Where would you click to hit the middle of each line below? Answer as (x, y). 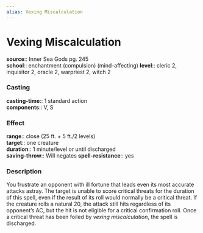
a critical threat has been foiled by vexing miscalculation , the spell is (92, 217)
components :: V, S (30, 107)
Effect (16, 123)
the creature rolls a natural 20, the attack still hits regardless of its (89, 204)
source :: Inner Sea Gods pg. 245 (48, 59)
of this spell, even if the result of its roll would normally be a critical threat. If (101, 198)
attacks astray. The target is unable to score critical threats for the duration (100, 191)
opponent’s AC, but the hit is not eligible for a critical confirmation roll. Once (101, 210)
